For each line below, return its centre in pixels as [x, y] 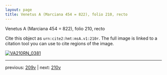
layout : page [19, 10]
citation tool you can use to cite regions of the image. [60, 43]
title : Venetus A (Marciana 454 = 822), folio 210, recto [66, 14]
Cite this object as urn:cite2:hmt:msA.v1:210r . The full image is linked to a [81, 38]
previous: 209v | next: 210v [33, 67]
